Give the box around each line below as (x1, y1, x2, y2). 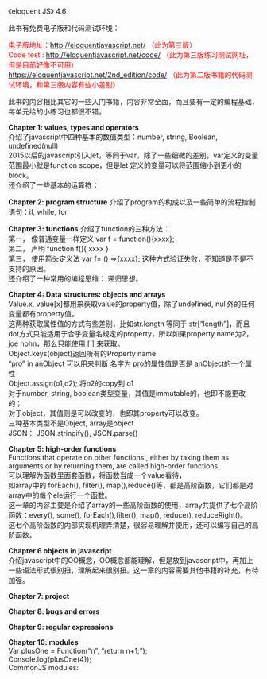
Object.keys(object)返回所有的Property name (8, 349, 157, 358)
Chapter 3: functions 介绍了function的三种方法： (8, 224, 171, 233)
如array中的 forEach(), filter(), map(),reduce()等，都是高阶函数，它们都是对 (8, 480, 254, 490)
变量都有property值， (8, 309, 79, 318)
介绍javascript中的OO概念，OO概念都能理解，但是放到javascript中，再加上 (8, 556, 253, 565)
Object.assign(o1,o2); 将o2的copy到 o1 (8, 378, 134, 388)
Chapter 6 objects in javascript (8, 546, 113, 555)
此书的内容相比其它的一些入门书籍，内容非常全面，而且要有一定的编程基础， (8, 97, 259, 106)
